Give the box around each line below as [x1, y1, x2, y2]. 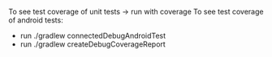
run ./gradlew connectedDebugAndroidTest [19, 31, 166, 40]
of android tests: [8, 15, 63, 25]
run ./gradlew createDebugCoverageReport [19, 39, 166, 49]
